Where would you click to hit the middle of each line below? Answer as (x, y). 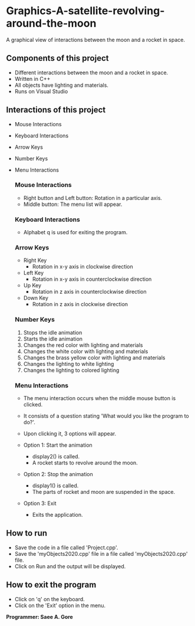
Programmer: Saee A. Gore (40, 617)
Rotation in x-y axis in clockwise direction (83, 267)
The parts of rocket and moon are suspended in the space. (104, 492)
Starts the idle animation (53, 339)
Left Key (34, 273)
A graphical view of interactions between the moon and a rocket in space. (96, 40)
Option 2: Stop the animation (58, 474)
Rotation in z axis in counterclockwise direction (89, 292)
